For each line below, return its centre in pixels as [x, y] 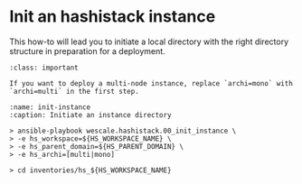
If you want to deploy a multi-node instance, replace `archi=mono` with [151, 83]
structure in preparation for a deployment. [87, 51]
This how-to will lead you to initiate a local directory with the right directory [149, 41]
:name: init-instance [50, 107]
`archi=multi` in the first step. [75, 91]
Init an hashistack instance [113, 17]
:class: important [44, 68]
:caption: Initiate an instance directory [90, 115]
